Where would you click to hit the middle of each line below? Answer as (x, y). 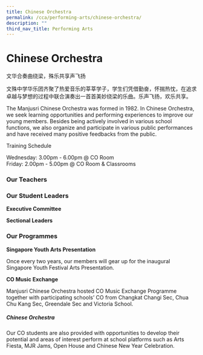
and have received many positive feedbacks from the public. (82, 134)
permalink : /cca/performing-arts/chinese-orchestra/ (74, 18)
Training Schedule (29, 146)
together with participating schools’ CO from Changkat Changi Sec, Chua (98, 297)
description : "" (27, 23)
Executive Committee (34, 209)
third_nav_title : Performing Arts (50, 29)
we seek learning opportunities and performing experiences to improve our (100, 115)
